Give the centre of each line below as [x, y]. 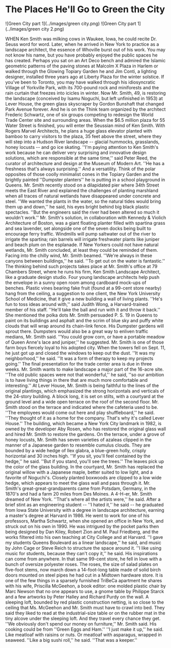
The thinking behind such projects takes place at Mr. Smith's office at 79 [81, 266]
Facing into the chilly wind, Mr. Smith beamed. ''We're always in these [79, 255]
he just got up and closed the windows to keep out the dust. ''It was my [80, 353]
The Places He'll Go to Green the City [85, 9]
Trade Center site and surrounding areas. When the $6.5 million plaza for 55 [85, 120]
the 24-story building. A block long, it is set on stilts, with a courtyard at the [85, 396]
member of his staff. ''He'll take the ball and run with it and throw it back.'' [83, 309]
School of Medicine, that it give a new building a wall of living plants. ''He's [84, 299]
